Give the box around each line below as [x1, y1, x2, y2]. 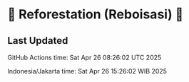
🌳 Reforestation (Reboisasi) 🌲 [7, 6, 184, 23]
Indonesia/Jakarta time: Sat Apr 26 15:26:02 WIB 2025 [7, 67, 168, 75]
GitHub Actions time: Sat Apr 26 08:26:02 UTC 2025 [7, 53, 162, 61]
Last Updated [7, 35, 68, 47]
